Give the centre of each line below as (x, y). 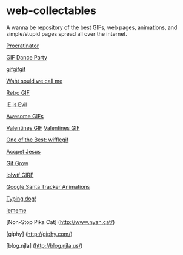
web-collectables (52, 11)
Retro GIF (18, 92)
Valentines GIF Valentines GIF (43, 127)
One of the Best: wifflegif (38, 140)
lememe (16, 210)
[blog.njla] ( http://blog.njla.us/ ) (45, 245)
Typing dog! (21, 199)
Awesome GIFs (25, 116)
